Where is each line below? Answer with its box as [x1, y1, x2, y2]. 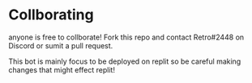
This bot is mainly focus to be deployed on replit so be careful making [8, 56, 241, 66]
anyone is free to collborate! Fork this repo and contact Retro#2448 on [8, 32, 245, 42]
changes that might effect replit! [8, 64, 116, 74]
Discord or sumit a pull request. [8, 40, 113, 50]
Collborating [8, 6, 95, 24]
